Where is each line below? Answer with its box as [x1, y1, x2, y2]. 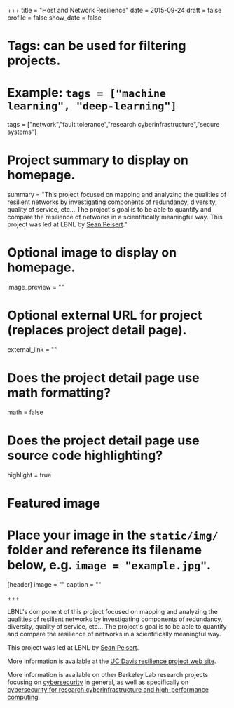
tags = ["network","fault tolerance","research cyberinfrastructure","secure [7, 121, 220, 129]
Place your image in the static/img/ [7, 527, 219, 543]
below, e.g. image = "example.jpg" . [7, 557, 212, 573]
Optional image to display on [7, 245, 177, 261]
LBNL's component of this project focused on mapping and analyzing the [7, 607, 219, 615]
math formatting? [7, 385, 111, 401]
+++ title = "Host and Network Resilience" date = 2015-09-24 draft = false [7, 6, 222, 14]
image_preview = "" [7, 283, 64, 291]
